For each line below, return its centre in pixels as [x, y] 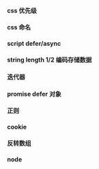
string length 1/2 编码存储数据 [49, 60]
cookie [17, 127]
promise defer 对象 [34, 94]
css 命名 [19, 27]
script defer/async [34, 43]
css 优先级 [22, 10]
